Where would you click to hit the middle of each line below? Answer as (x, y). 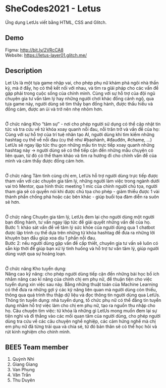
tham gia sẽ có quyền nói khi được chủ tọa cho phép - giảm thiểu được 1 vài (82, 191)
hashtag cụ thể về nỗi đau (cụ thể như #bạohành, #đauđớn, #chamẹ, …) (79, 140)
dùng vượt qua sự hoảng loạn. (36, 254)
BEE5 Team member (37, 347)
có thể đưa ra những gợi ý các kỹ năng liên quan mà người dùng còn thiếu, (81, 289)
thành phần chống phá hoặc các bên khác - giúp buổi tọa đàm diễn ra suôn (82, 197)
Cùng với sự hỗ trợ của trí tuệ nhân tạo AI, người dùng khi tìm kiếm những (80, 134)
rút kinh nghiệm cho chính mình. (38, 332)
